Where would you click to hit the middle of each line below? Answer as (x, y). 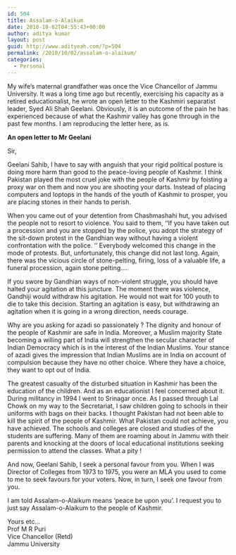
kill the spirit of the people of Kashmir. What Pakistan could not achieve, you (118, 421)
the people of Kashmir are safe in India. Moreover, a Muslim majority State (115, 332)
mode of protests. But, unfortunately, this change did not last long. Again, (114, 253)
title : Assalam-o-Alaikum (45, 20)
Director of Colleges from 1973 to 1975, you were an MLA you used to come (117, 471)
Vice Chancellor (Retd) (40, 536)
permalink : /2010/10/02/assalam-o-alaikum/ (72, 53)
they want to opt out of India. (49, 369)
